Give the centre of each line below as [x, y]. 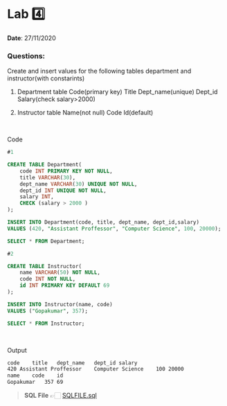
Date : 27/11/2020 [32, 38]
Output [17, 350]
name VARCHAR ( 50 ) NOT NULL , [60, 273]
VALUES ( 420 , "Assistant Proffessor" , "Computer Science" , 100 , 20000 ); [114, 229]
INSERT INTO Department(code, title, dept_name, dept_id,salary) [103, 222]
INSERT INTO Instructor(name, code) [60, 304]
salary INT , [37, 197]
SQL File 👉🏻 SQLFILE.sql [60, 396]
